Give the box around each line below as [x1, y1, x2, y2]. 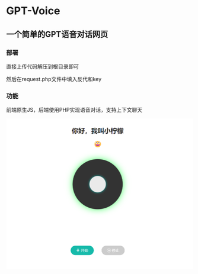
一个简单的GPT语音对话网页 [6, 29, 108, 39]
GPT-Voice [6, 4, 60, 18]
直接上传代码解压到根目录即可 [6, 63, 79, 70]
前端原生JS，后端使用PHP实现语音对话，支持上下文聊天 [6, 107, 143, 114]
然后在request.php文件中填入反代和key [6, 75, 102, 82]
